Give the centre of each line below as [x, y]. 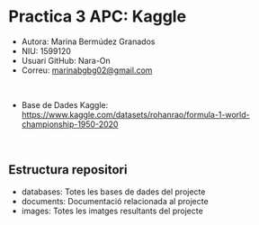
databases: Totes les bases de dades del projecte [113, 192]
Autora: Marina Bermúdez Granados [88, 41]
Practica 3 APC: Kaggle [97, 17]
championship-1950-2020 [70, 124]
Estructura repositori [68, 170]
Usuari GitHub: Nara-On [66, 60]
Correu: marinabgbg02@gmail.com [87, 70]
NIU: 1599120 [46, 50]
